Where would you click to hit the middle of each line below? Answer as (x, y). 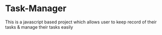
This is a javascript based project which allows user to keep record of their (81, 22)
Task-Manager (36, 9)
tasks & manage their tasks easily (39, 27)
